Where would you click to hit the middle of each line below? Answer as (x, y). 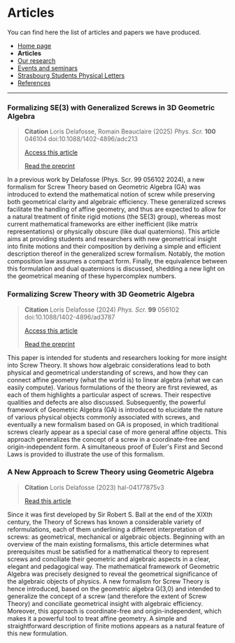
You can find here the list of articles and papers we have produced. (104, 32)
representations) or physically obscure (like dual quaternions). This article (114, 231)
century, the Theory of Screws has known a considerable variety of (104, 521)
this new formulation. (38, 633)
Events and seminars (48, 68)
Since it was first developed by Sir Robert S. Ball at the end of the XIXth (110, 514)
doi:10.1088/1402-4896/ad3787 (70, 317)
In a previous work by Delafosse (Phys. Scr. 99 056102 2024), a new (106, 180)
